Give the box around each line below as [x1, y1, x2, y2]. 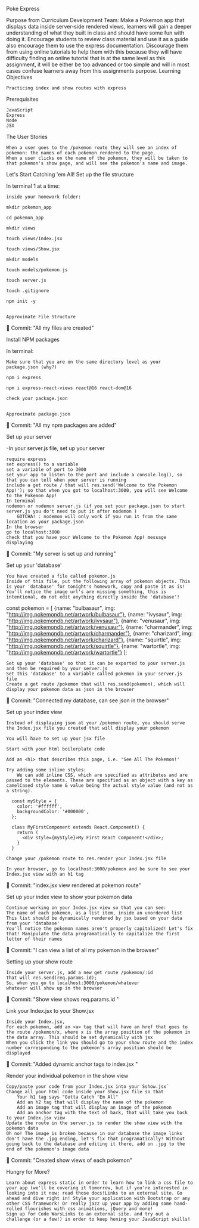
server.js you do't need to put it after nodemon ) [6, 508, 137, 514]
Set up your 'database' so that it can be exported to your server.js [6, 660, 185, 666]
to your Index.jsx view [6, 1115, 66, 1121]
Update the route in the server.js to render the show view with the [6, 1120, 183, 1126]
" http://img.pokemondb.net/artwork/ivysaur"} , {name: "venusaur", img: [6, 617, 181, 624]
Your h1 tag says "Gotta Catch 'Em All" [17, 1094, 119, 1100]
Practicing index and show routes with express [6, 85, 127, 91]
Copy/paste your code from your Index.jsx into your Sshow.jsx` [6, 1084, 169, 1090]
